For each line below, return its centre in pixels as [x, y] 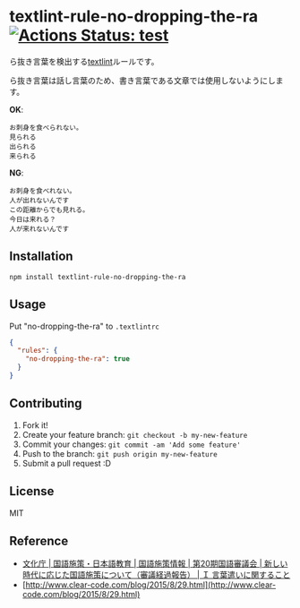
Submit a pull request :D [67, 463]
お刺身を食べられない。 [46, 127]
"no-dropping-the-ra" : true [77, 359]
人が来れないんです [39, 229]
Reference [39, 540]
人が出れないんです [39, 200]
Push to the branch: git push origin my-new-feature [120, 453]
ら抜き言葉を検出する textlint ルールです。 [84, 61]
